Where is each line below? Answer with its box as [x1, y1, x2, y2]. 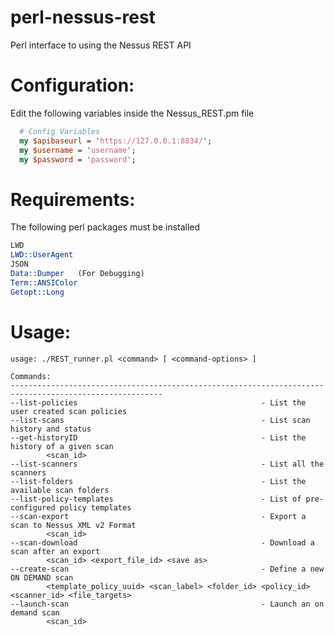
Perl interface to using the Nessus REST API [10, 39, 192, 51]
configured [10, 502, 56, 513]
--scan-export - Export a [10, 511, 307, 521]
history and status [10, 424, 92, 434]
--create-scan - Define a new [10, 564, 325, 574]
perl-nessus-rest [10, 6, 156, 29]
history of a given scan [10, 441, 114, 451]
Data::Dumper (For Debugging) [10, 268, 145, 278]
